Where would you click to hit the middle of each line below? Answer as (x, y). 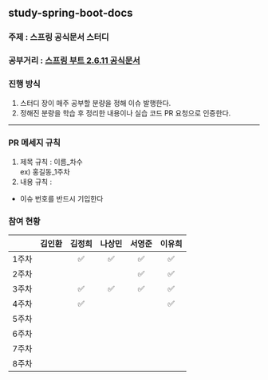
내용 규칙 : (36, 182)
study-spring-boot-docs (71, 13)
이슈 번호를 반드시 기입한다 (61, 198)
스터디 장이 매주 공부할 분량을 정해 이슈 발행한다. (95, 103)
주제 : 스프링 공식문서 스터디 (59, 37)
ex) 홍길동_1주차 (45, 171)
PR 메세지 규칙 (35, 143)
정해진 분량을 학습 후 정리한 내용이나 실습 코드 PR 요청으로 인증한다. (125, 113)
